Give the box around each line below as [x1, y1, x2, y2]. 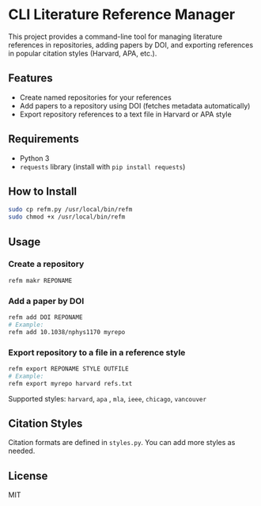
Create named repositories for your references [19, 93, 172, 102]
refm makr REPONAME [8, 276, 73, 284]
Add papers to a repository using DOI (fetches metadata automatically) [19, 101, 251, 110]
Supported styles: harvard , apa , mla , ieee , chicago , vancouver [8, 394, 207, 403]
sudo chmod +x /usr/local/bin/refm [8, 213, 126, 221]
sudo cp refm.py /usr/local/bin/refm [8, 206, 133, 214]
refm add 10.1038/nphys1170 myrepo [8, 328, 126, 336]
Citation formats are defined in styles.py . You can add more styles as [8, 438, 236, 447]
